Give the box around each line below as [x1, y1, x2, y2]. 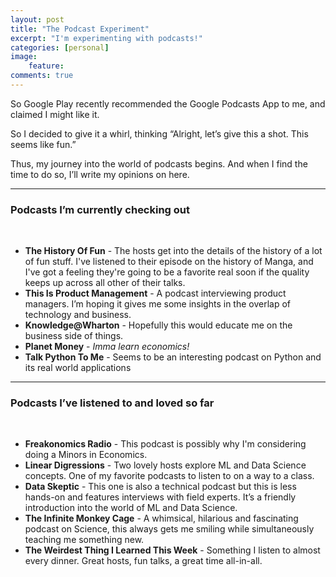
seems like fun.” [10, 138, 77, 150]
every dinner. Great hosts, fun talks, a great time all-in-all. [24, 555, 263, 567]
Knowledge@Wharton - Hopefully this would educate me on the [24, 319, 293, 331]
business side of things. [24, 330, 124, 342]
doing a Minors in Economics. [24, 449, 148, 461]
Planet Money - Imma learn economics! [24, 341, 190, 353]
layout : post [10, 14, 65, 25]
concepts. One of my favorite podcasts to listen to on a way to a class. [24, 470, 315, 482]
